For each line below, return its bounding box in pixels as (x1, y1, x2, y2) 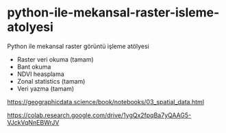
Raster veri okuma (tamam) (16, 55, 94, 63)
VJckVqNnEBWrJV (7, 118, 60, 126)
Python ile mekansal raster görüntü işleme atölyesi (7, 42, 149, 50)
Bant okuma (16, 62, 51, 71)
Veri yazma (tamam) (16, 84, 75, 93)
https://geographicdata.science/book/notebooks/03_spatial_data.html (7, 97, 204, 106)
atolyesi (7, 19, 53, 35)
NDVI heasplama (16, 70, 65, 78)
